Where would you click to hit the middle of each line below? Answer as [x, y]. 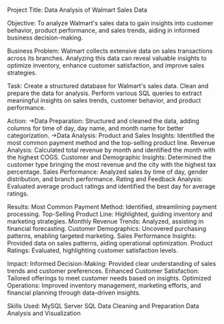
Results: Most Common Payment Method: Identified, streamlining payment [112, 207]
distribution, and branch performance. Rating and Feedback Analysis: [105, 179]
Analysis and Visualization [44, 313]
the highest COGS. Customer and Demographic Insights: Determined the [110, 157]
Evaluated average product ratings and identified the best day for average [111, 186]
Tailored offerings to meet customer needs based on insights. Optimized [109, 278]
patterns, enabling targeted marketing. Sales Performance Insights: [102, 236]
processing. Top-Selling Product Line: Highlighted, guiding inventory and [110, 214]
